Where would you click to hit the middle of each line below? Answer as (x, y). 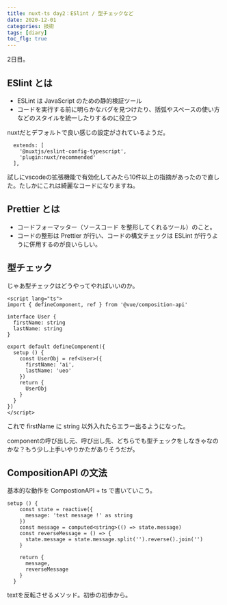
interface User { (32, 317)
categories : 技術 (31, 26)
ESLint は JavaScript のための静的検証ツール (79, 101)
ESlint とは (30, 83)
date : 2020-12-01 (32, 20)
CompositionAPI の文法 (57, 472)
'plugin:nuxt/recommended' (58, 157)
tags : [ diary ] (27, 33)
